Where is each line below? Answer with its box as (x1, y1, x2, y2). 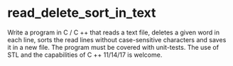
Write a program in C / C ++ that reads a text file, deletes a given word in (7, 28, 220, 37)
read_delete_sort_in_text (7, 5, 156, 21)
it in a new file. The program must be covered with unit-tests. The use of (7, 43, 219, 51)
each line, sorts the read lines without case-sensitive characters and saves (7, 35, 227, 44)
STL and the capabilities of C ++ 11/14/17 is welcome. (7, 51, 163, 59)
